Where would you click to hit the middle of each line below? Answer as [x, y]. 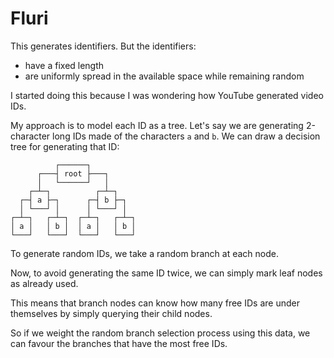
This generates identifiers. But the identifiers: [103, 46]
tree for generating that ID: [65, 146]
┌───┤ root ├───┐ [73, 173]
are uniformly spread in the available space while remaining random [164, 76]
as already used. [44, 283]
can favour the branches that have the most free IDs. [119, 343]
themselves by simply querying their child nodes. [111, 313]
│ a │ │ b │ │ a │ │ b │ [73, 226]
